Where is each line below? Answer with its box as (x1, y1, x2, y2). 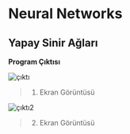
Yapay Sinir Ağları (8, 36, 98, 50)
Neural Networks (8, 5, 123, 23)
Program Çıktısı (8, 57, 61, 66)
